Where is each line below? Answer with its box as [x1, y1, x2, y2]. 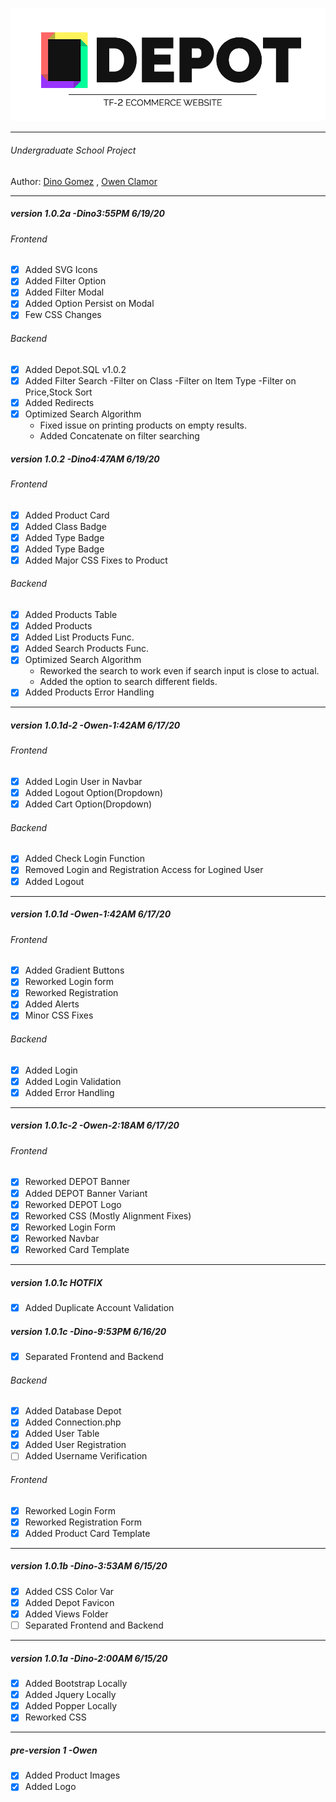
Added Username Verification [24, 1450, 148, 1462]
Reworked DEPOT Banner [24, 1176, 131, 1188]
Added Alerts [24, 998, 80, 1010]
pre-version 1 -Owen [10, 1744, 98, 1756]
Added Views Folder [24, 1608, 109, 1620]
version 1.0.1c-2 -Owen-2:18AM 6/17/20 [10, 1119, 180, 1132]
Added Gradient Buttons [24, 964, 125, 977]
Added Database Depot [24, 1405, 122, 1417]
